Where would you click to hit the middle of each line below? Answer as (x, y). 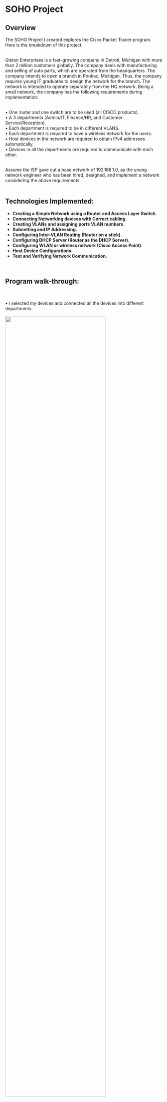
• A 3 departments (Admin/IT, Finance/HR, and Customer (64, 118)
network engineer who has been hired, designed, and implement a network (82, 175)
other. (11, 155)
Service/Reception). (26, 123)
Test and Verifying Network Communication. (60, 256)
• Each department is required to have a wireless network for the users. (79, 133)
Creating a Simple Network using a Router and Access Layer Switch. (84, 213)
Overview (21, 28)
